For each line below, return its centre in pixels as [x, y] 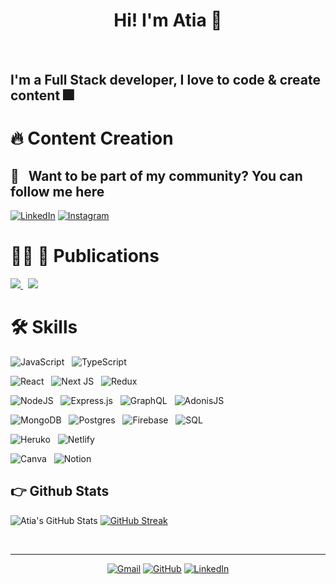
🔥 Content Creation [92, 138]
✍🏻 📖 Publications [85, 256]
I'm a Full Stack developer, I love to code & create [166, 80]
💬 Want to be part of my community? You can [156, 175]
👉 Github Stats [60, 491]
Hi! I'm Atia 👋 [168, 20]
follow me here [57, 191]
